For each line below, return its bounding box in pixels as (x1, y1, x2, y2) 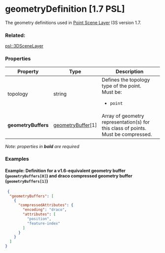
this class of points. (101, 125, 146, 131)
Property (17, 68, 39, 75)
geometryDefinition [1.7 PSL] (5, 3, 125, 15)
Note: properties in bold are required (5, 143, 80, 149)
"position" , (27, 216, 52, 221)
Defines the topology (101, 76, 150, 83)
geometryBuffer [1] (53, 122, 97, 128)
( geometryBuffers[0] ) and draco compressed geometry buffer (5, 173, 133, 179)
